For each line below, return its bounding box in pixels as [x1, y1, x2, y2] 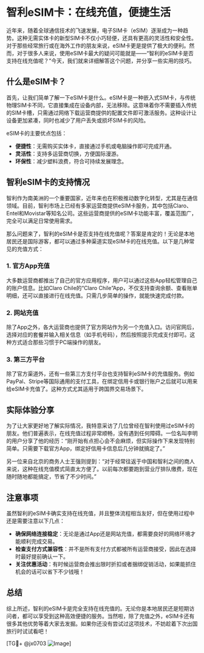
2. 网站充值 [6, 308, 39, 317]
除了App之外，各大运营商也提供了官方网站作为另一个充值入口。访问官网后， [6, 323, 197, 331]
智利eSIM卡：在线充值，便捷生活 [6, 5, 171, 19]
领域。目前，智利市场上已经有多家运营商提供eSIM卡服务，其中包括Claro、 [6, 201, 192, 209]
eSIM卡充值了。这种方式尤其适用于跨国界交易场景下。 [11, 385, 147, 393]
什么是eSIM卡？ [6, 76, 66, 87]
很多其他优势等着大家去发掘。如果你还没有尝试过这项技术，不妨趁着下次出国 [6, 620, 198, 627]
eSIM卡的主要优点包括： [6, 129, 67, 137]
